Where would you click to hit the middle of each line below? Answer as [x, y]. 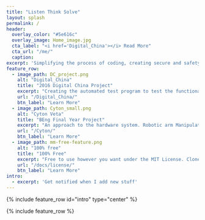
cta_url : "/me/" [32, 52]
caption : [23, 57]
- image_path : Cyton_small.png [52, 108]
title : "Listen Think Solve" [43, 12]
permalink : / [23, 23]
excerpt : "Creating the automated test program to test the [95, 91]
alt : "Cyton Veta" [41, 114]
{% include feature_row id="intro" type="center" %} [72, 199]
